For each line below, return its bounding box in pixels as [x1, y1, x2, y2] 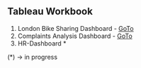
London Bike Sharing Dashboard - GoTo [17, 24, 134, 32]
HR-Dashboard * [17, 39, 67, 48]
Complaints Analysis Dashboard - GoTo [17, 32, 132, 40]
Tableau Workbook [7, 6, 94, 18]
